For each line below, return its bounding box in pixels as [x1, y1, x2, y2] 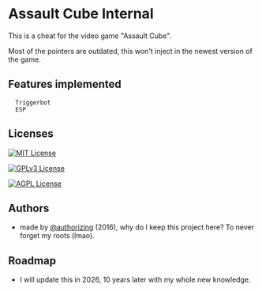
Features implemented [8, 78, 122, 91]
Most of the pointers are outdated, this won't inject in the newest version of [8, 46, 253, 55]
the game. [8, 55, 41, 64]
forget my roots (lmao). [19, 231, 95, 241]
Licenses [8, 127, 54, 141]
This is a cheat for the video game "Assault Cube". [8, 31, 172, 40]
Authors [8, 201, 50, 214]
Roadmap [8, 254, 57, 267]
